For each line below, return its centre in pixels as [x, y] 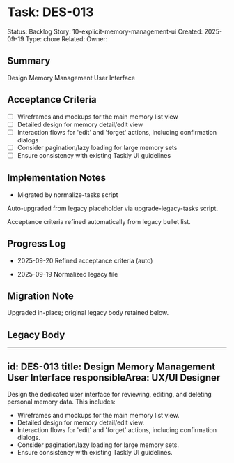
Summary [29, 61]
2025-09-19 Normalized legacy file [68, 274]
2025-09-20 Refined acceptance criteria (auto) [85, 260]
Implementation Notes [57, 178]
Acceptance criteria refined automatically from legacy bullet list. [99, 221]
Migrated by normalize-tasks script [68, 194]
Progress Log [37, 244]
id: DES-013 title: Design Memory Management [111, 366]
